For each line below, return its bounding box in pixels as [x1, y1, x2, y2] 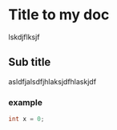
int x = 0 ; [8, 115, 45, 124]
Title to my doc [8, 6, 110, 24]
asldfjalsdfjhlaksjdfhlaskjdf [8, 76, 97, 86]
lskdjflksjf [8, 32, 40, 42]
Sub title [8, 55, 51, 69]
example [8, 96, 42, 108]
